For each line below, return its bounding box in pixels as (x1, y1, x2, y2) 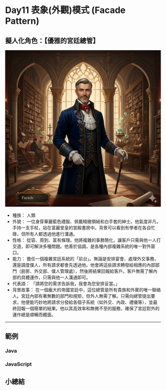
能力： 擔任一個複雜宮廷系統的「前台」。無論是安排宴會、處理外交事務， (12, 256, 159, 261)
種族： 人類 (12, 212, 36, 218)
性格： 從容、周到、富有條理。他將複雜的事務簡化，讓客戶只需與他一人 (12, 237, 157, 243)
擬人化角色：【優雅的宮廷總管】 (5, 36, 100, 45)
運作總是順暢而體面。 (12, 312, 56, 317)
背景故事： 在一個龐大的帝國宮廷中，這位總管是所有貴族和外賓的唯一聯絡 (12, 287, 161, 293)
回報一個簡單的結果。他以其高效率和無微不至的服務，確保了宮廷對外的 (16, 306, 160, 311)
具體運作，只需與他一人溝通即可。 (21, 274, 90, 280)
